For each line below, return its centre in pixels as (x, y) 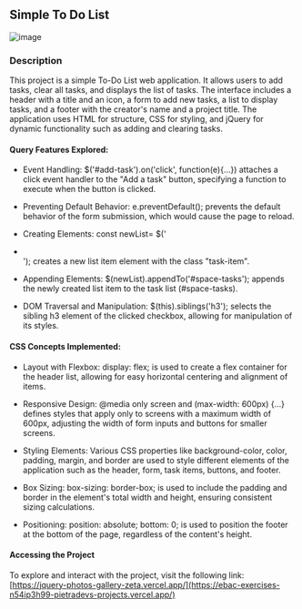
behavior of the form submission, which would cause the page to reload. (158, 217)
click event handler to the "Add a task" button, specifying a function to (154, 179)
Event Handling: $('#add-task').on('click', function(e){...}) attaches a (151, 170)
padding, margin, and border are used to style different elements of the (156, 460)
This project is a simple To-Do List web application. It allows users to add (146, 80)
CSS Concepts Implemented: (65, 346)
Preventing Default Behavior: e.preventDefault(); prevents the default (151, 207)
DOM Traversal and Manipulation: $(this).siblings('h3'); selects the (147, 306)
